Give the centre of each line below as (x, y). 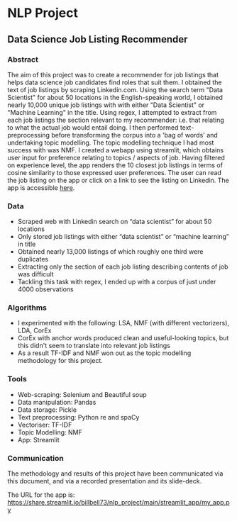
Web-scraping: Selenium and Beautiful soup (82, 394)
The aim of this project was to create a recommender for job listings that (113, 74)
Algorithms (27, 308)
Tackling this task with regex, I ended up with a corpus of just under (117, 282)
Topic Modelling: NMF (50, 432)
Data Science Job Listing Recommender (98, 39)
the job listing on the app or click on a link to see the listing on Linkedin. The (118, 180)
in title (27, 244)
